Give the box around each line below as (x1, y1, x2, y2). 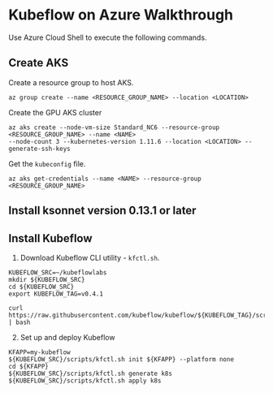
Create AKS (8, 56, 69, 70)
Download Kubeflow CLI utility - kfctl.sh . (19, 253, 160, 262)
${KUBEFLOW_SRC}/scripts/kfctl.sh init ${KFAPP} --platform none (8, 355, 234, 363)
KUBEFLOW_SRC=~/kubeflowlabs (8, 268, 107, 277)
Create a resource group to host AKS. (8, 77, 134, 87)
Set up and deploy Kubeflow (19, 332, 115, 342)
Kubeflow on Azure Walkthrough (8, 6, 234, 24)
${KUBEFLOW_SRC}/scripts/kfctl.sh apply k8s (8, 376, 162, 385)
